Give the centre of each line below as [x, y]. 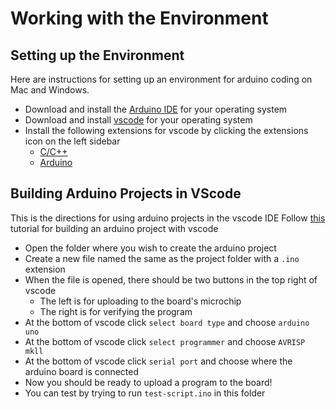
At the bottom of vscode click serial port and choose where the [158, 361]
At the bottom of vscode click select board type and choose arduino [167, 322]
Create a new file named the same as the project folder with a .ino [162, 258]
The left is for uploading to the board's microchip [140, 301]
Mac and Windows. [50, 90]
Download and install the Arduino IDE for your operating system [156, 109]
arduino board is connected [82, 371]
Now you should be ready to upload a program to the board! [148, 382]
